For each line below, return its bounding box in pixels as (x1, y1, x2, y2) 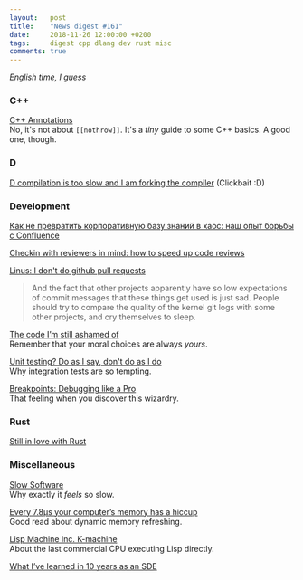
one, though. (9, 134, 57, 145)
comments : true (9, 47, 67, 56)
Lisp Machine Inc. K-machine (9, 533, 118, 544)
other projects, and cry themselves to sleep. (31, 311, 196, 322)
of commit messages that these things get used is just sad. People (31, 292, 279, 303)
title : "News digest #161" (9, 22, 124, 31)
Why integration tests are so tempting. (9, 366, 152, 376)
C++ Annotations (9, 115, 73, 126)
